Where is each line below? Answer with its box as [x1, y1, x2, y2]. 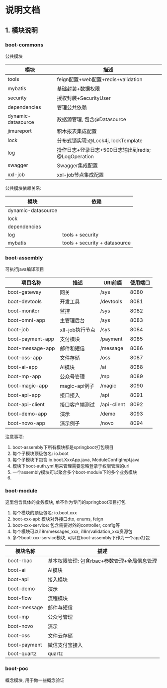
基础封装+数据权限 [57, 85, 100, 92]
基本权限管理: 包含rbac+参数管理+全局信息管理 [47, 557, 158, 564]
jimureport [7, 127, 32, 134]
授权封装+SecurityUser [57, 94, 111, 101]
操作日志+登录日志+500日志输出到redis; [57, 146, 151, 153]
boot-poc [5, 665, 28, 672]
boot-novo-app [7, 420, 46, 427]
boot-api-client [7, 401, 45, 408]
